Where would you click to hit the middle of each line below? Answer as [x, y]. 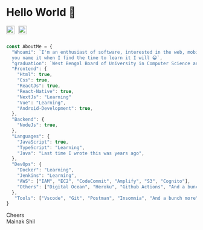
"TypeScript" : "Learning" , [51, 147]
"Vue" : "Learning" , [42, 103]
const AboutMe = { [29, 46]
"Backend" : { [28, 120]
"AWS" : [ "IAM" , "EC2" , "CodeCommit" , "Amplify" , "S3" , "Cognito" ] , [104, 181]
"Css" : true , [34, 80]
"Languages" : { [31, 136]
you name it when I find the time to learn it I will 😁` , [87, 58]
